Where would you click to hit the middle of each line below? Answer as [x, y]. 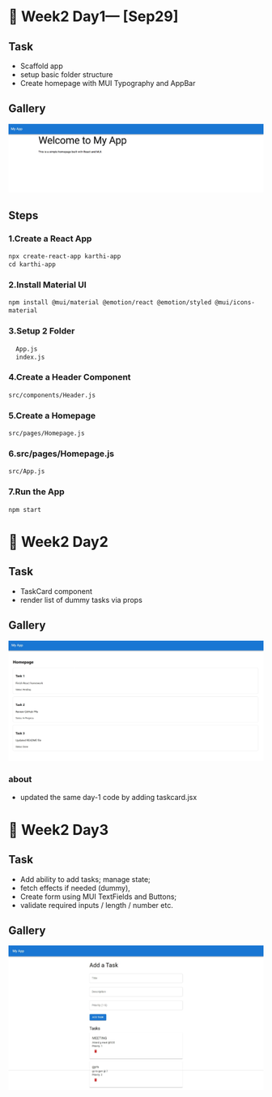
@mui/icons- [235, 303]
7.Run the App [36, 492]
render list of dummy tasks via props [81, 600]
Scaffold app [41, 66]
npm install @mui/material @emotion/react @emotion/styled [110, 303]
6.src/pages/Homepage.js [62, 454]
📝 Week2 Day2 [59, 542]
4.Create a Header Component [70, 377]
